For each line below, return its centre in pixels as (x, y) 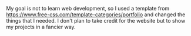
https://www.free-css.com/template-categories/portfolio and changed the (96, 15)
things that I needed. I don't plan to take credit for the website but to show (96, 21)
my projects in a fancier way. (41, 27)
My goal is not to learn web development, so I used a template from (88, 8)
